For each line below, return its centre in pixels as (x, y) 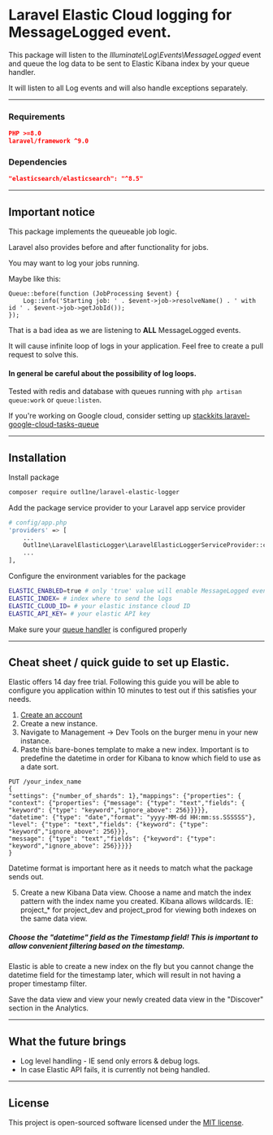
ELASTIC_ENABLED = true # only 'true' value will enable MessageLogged (129, 591)
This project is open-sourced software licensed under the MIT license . (126, 1123)
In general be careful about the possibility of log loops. (102, 373)
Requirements (37, 116)
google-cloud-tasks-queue (54, 424)
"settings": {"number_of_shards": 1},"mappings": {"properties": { (125, 796)
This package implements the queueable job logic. (93, 231)
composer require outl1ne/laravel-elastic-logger (94, 492)
